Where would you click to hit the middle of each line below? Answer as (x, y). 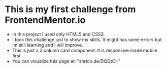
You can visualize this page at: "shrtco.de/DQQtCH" (66, 61)
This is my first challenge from (70, 9)
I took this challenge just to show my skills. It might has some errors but (87, 40)
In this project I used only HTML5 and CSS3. (58, 34)
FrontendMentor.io (45, 20)
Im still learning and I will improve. (47, 45)
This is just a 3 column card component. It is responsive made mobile (85, 50)
